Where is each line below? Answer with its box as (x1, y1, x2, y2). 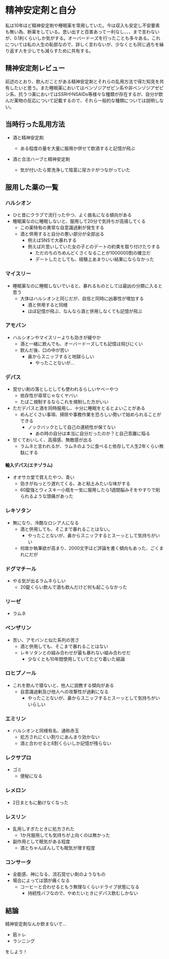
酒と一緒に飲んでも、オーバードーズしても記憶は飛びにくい (20, 341, 143, 347)
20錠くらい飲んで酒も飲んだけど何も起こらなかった (20, 584, 128, 590)
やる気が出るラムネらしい (12, 577, 66, 583)
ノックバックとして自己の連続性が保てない (27, 424, 116, 430)
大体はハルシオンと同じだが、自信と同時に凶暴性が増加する (20, 295, 144, 302)
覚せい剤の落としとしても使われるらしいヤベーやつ (12, 386, 119, 392)
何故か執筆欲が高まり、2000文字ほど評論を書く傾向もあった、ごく (20, 545, 160, 551)
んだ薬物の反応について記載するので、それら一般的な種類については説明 (5, 97, 155, 103)
